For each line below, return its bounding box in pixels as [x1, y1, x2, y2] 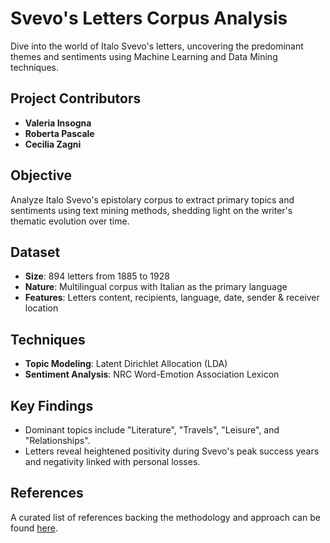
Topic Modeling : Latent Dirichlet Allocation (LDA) [24, 358, 228, 370]
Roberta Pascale [24, 127, 95, 139]
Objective [10, 167, 73, 184]
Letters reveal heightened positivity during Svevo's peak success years [24, 445, 320, 457]
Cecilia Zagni [24, 138, 82, 150]
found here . [10, 522, 58, 534]
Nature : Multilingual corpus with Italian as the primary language [24, 281, 288, 293]
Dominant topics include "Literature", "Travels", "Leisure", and [24, 424, 280, 436]
